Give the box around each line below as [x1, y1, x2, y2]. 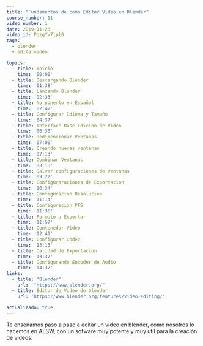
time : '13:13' [17, 242, 53, 248]
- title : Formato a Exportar [12, 214, 86, 220]
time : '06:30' [17, 128, 53, 135]
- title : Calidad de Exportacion [12, 247, 97, 254]
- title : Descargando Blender [12, 77, 89, 83]
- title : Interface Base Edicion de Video [12, 122, 122, 129]
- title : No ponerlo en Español [12, 100, 95, 106]
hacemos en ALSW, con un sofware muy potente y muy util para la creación [6, 328, 197, 335]
